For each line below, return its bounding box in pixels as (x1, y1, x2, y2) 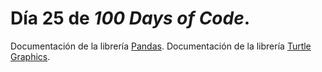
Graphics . (10, 50, 51, 62)
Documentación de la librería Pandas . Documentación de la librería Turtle (10, 40, 312, 52)
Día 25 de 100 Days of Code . (10, 7, 251, 30)
